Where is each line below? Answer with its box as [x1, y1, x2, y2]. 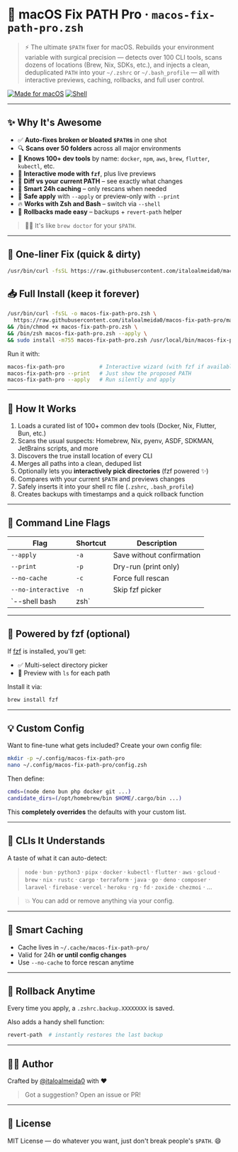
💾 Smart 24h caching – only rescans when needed [17, 184, 167, 192]
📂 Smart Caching [7, 924, 84, 936]
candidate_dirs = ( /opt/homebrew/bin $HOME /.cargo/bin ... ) [7, 795, 182, 802]
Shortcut [75, 538, 106, 548]
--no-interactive [11, 585, 69, 594]
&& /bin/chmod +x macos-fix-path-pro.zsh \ [7, 323, 138, 330]
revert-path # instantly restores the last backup [7, 1031, 163, 1039]
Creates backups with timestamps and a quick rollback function [17, 490, 204, 499]
